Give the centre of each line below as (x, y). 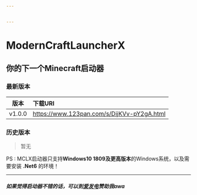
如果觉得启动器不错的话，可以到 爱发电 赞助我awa (65, 186)
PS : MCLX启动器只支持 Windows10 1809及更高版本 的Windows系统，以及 (95, 159)
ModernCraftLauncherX (66, 45)
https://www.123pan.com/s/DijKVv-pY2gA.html (99, 113)
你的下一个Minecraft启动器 (55, 68)
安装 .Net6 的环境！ (35, 166)
